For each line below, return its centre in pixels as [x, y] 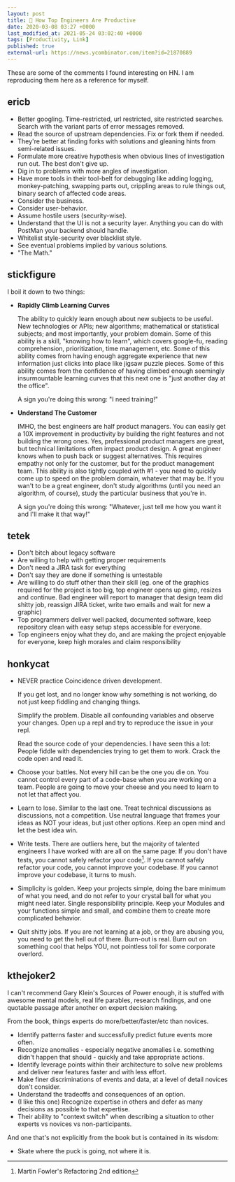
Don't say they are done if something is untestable [90, 575]
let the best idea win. [48, 830]
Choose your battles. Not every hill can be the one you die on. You [113, 772]
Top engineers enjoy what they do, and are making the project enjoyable [122, 634]
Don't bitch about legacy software [66, 553]
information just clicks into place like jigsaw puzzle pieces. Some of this [121, 363]
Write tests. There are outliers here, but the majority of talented [108, 844]
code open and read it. [50, 759]
